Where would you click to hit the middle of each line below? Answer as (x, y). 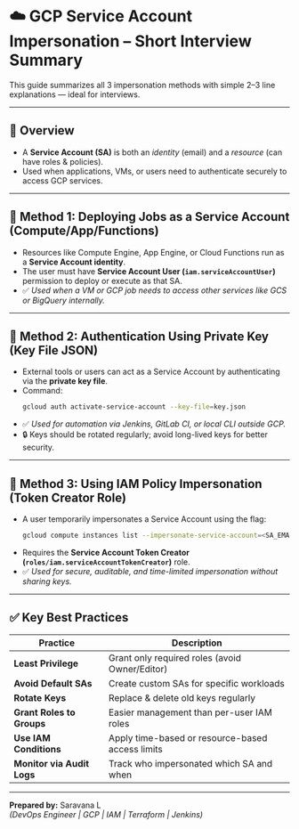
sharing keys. (47, 581)
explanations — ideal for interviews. (75, 94)
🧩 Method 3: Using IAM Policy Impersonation (136, 484)
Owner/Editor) (138, 669)
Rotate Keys (40, 697)
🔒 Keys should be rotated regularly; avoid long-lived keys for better (145, 435)
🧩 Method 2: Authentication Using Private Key (139, 336)
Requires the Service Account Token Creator (105, 552)
